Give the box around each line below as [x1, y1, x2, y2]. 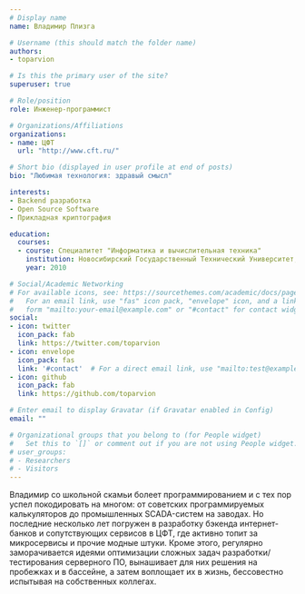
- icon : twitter [9, 322, 71, 332]
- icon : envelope [9, 347, 75, 356]
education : [9, 229, 51, 239]
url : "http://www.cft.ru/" [17, 146, 120, 155]
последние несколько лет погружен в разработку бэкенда [9, 519, 238, 530]
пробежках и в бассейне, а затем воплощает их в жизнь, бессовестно [9, 567, 284, 578]
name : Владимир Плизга [9, 22, 95, 31]
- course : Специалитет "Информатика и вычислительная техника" [17, 246, 261, 255]
